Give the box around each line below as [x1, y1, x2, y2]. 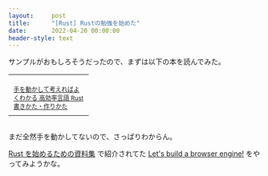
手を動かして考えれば [13, 86, 74, 94]
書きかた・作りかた [13, 102, 68, 111]
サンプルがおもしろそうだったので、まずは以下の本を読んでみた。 [8, 57, 226, 66]
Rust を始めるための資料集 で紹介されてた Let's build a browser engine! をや [8, 149, 261, 158]
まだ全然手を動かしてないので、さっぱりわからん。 [8, 132, 177, 142]
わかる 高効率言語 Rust [19, 94, 84, 102]
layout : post [8, 11, 67, 20]
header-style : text [8, 34, 74, 42]
